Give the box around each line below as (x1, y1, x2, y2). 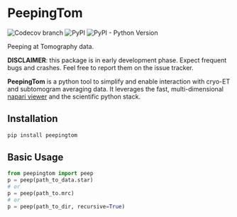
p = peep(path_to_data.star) (7, 177, 94, 184)
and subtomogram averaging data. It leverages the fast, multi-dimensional (7, 84, 224, 93)
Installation (7, 113, 58, 125)
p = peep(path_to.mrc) (7, 190, 75, 197)
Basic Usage (7, 151, 64, 164)
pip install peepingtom (7, 131, 78, 139)
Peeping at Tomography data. (7, 42, 94, 50)
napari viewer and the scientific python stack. (7, 92, 140, 101)
